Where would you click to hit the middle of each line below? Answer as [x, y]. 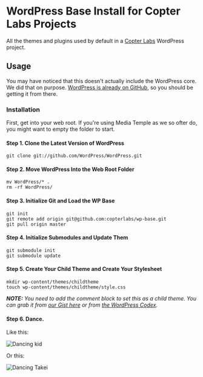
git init [17, 213]
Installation [23, 109]
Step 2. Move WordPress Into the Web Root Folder [70, 169]
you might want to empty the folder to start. [61, 129]
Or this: [15, 356]
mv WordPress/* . [28, 182]
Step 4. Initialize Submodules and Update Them [67, 238]
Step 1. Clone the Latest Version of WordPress [65, 143]
